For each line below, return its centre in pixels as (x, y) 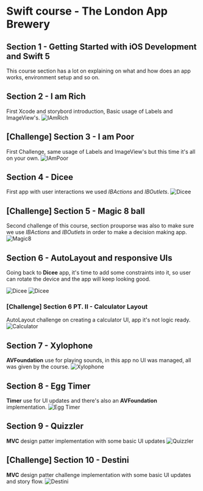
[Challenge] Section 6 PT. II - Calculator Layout (77, 306)
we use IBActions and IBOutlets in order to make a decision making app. (97, 232)
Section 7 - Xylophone (50, 346)
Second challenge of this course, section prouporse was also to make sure (100, 226)
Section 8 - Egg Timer (48, 386)
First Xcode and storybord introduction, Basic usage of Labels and (90, 111)
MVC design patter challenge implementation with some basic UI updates (99, 475)
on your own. (23, 158)
